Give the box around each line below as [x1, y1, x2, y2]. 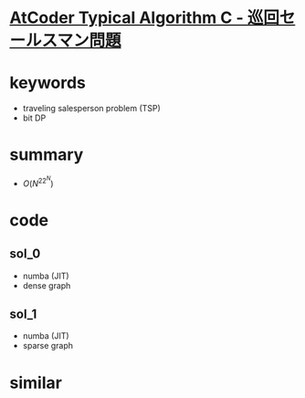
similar [9, 372, 62, 393]
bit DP [22, 112, 47, 123]
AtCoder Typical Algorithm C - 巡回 [9, 7, 280, 28]
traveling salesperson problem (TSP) [22, 103, 162, 114]
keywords [9, 73, 87, 93]
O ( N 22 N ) [22, 174, 54, 189]
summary [9, 144, 84, 165]
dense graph [22, 279, 71, 291]
